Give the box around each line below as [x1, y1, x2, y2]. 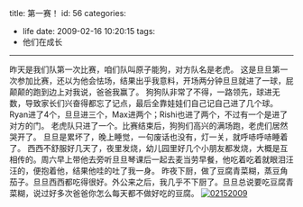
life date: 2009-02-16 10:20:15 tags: [22, 26, 156, 36]
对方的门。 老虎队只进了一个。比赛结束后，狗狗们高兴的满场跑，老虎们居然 [9, 121, 289, 130]
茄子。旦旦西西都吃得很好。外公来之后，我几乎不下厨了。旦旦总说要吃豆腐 [9, 176, 286, 187]
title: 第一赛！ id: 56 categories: [9, 8, 126, 18]
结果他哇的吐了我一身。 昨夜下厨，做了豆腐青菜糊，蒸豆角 [71, 166, 289, 175]
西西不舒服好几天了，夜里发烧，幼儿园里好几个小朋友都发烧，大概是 [26, 143, 280, 153]
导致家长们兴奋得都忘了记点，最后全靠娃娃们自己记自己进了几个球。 [24, 98, 278, 108]
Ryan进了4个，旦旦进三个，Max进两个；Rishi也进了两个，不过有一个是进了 [9, 109, 289, 120]
